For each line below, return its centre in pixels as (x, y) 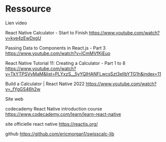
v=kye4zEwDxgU (23, 38)
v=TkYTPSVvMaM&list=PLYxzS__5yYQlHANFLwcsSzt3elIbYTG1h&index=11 (83, 74)
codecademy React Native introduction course (54, 109)
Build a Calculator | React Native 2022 (45, 84)
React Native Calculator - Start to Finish (47, 32)
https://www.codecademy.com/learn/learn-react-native (63, 114)
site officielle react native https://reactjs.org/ (52, 124)
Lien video (16, 23)
